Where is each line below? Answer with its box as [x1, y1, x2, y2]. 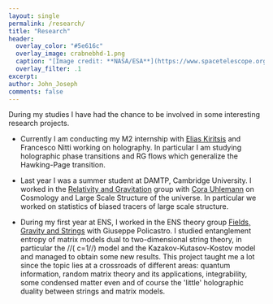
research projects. [8, 119, 70, 128]
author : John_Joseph [8, 80, 79, 88]
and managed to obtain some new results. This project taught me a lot [19, 252, 255, 262]
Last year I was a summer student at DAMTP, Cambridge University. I [19, 176, 252, 185]
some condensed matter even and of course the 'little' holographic [19, 278, 244, 288]
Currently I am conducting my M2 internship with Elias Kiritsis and [19, 134, 241, 144]
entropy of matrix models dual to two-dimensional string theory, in [19, 235, 242, 245]
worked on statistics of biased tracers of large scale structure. [19, 202, 229, 211]
